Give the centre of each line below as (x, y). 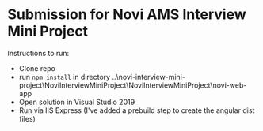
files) (27, 118)
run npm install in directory (65, 77)
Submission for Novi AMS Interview (127, 15)
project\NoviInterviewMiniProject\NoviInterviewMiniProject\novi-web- (133, 85)
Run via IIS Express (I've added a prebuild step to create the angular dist (137, 110)
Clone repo (37, 68)
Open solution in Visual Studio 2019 (77, 102)
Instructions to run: (38, 53)
